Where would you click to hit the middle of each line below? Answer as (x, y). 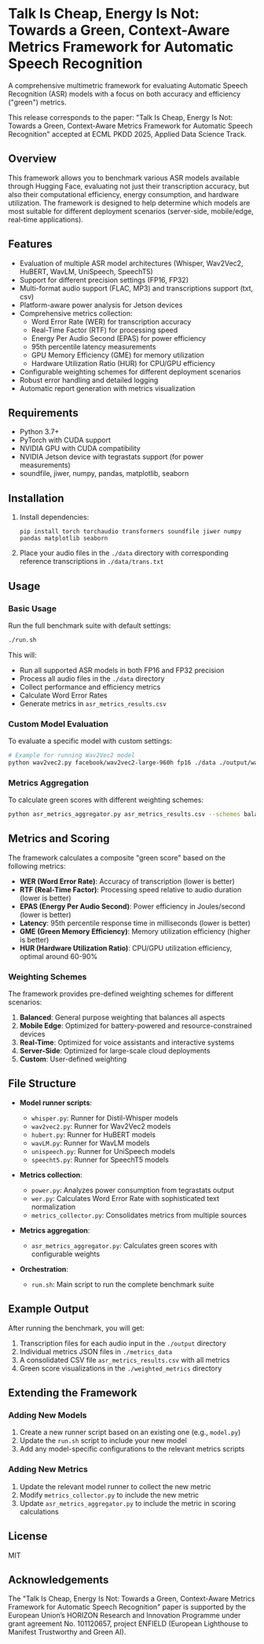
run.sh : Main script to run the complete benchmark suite (123, 1284)
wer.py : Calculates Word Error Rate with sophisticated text (125, 1198)
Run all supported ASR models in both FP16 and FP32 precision (122, 670)
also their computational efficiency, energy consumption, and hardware (124, 194)
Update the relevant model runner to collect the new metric (115, 1486)
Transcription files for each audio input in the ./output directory (123, 1343)
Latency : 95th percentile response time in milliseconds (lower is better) (135, 923)
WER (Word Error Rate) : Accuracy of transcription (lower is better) (127, 881)
